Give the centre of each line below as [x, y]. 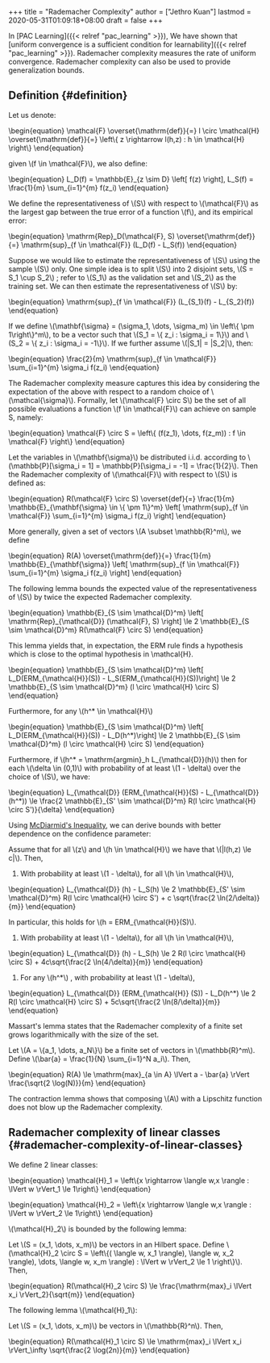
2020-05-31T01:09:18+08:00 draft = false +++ [85, 20]
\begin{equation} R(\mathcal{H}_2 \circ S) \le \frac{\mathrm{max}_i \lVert [130, 1285]
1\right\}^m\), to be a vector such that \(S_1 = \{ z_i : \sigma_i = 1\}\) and [126, 334]
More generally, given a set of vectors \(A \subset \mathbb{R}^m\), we [125, 531]
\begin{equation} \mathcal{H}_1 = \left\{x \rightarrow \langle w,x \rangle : [129, 1180]
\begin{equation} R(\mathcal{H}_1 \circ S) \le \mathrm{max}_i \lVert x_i [125, 1341]
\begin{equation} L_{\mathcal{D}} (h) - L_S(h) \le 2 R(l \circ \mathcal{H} [127, 953]
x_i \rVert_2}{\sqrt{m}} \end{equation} [72, 1294]
